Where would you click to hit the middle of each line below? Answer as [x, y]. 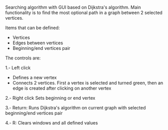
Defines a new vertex [35, 77]
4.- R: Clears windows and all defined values [52, 123]
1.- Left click [18, 68]
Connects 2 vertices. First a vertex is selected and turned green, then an [88, 83]
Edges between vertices [38, 43]
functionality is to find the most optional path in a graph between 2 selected [84, 13]
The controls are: [23, 58]
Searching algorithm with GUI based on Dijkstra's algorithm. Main [73, 7]
